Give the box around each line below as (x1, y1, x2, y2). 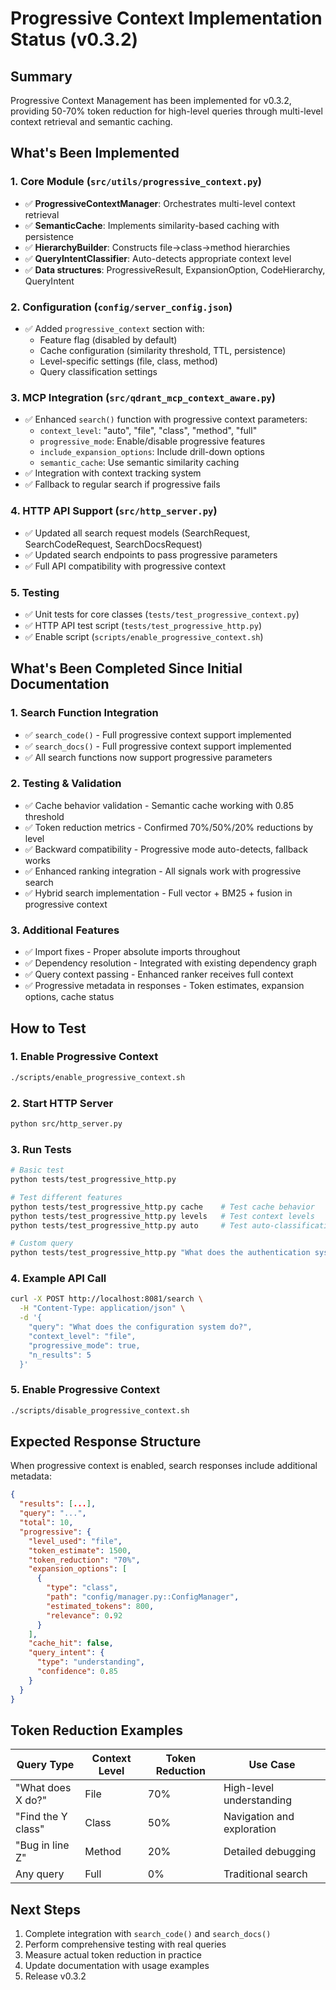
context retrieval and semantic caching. (10, 116, 173, 127)
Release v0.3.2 (24, 1970, 87, 1982)
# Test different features (10, 1192, 123, 1202)
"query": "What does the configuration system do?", (28, 1322, 253, 1332)
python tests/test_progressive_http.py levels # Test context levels (10, 1211, 315, 1221)
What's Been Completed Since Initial (10, 660, 243, 677)
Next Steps (10, 1901, 81, 1918)
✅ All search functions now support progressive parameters (24, 751, 273, 763)
